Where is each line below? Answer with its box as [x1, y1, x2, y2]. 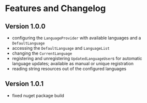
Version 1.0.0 [5, 22, 46, 30]
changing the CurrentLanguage [12, 50, 73, 56]
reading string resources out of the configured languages [12, 66, 127, 72]
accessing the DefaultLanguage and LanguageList [12, 45, 110, 51]
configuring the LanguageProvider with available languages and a [12, 35, 141, 41]
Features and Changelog [5, 3, 106, 14]
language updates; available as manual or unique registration [12, 61, 134, 66]
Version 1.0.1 [5, 80, 44, 88]
